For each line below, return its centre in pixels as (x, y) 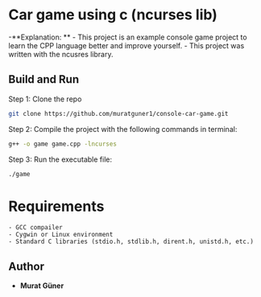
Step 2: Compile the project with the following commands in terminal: (123, 129)
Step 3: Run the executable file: (60, 159)
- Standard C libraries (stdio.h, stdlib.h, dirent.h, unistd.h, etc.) (131, 242)
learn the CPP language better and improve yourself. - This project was (126, 45)
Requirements (56, 206)
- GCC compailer (35, 228)
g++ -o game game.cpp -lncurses (62, 144)
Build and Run (43, 79)
